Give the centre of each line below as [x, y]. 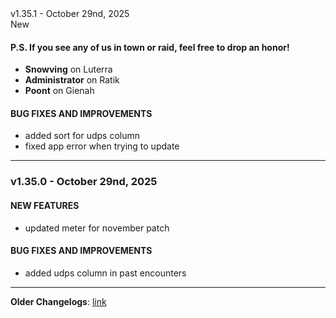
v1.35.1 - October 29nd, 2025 [70, 13]
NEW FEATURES [45, 205]
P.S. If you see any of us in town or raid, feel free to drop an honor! [150, 47]
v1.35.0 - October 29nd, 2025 [84, 182]
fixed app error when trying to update [102, 146]
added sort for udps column [82, 136]
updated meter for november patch [97, 228]
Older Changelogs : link [58, 301]
